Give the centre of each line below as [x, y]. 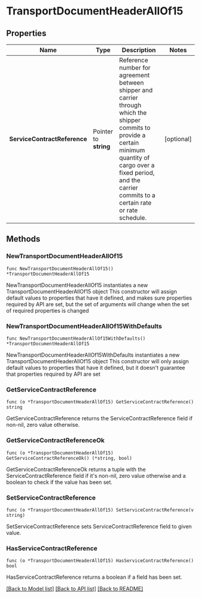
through [130, 105]
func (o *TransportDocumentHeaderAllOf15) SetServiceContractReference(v [100, 510]
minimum [132, 150]
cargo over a [137, 165]
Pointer [103, 131]
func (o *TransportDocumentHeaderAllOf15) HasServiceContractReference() [100, 561]
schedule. [133, 218]
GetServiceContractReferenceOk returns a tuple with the [76, 469]
